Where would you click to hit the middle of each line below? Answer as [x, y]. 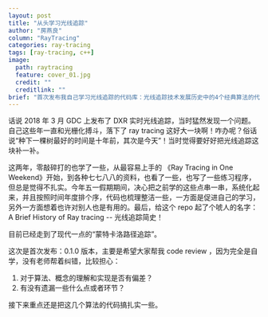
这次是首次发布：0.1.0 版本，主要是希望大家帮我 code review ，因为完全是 [130, 251]
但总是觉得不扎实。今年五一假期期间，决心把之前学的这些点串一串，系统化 [130, 187]
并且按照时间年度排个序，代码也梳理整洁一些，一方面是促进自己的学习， [141, 198]
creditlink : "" [41, 90]
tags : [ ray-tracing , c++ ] [51, 53]
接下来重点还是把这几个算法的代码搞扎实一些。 [85, 305]
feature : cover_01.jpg [53, 75]
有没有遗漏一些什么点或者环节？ [72, 288]
